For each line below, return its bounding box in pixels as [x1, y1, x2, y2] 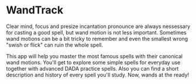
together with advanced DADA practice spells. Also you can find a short [6, 65, 179, 72]
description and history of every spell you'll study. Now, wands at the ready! [6, 71, 190, 78]
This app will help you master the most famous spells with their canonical [6, 52, 183, 60]
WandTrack [6, 3, 63, 17]
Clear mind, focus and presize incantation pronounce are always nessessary [6, 23, 191, 30]
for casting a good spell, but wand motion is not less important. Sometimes [6, 29, 187, 36]
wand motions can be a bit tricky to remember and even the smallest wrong [6, 35, 188, 42]
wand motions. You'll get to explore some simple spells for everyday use [6, 59, 181, 66]
